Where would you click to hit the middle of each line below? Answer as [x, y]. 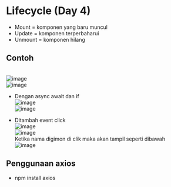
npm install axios [35, 178]
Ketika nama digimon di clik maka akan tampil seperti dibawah [90, 139]
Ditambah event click [40, 120]
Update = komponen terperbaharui [57, 33]
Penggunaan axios [41, 164]
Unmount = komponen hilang [50, 39]
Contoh [20, 58]
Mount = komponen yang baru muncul [61, 27]
